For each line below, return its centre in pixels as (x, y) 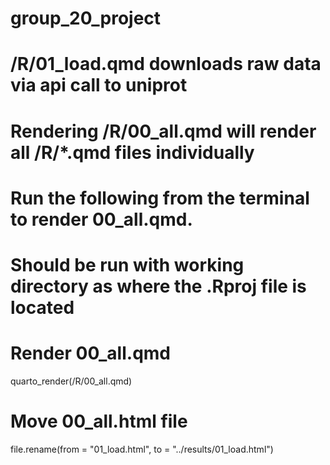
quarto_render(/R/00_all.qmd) (71, 381)
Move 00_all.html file (99, 421)
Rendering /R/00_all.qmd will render (163, 131)
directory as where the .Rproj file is (158, 286)
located (42, 307)
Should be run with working (127, 264)
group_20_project (86, 18)
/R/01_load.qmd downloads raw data (166, 64)
